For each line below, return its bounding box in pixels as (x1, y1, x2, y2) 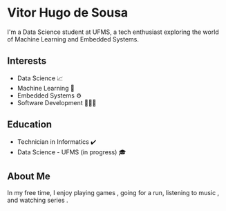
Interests (7, 55, 47, 67)
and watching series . (7, 196, 68, 205)
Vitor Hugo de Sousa (7, 5, 129, 21)
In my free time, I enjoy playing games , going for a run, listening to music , (7, 189, 220, 197)
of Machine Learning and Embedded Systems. (7, 35, 140, 43)
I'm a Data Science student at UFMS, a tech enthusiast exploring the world (7, 28, 219, 36)
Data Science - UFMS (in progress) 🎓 (17, 147, 126, 156)
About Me (7, 170, 50, 182)
